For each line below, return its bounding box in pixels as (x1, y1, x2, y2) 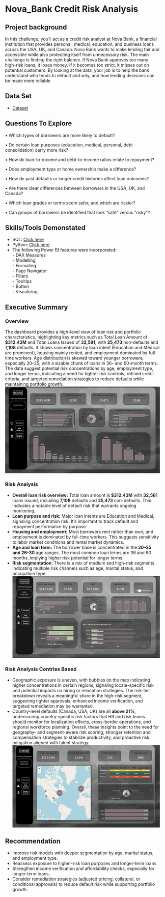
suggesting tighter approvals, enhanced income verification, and (12, 698, 143, 703)
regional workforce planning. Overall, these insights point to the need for (12, 724, 159, 730)
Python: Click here (12, 242, 50, 248)
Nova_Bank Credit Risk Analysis (5, 3, 138, 15)
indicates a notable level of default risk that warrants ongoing (12, 503, 137, 508)
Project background (5, 23, 67, 31)
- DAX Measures (12, 252, 46, 258)
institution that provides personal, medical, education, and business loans (5, 41, 154, 47)
